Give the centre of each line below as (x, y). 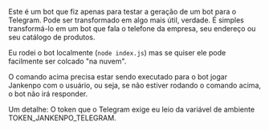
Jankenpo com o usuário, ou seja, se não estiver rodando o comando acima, (135, 85)
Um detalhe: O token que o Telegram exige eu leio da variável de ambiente (132, 109)
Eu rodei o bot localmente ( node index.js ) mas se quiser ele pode (117, 53)
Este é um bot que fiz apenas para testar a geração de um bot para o (122, 12)
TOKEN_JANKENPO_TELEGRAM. (62, 118)
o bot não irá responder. (48, 94)
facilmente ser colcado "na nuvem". (67, 61)
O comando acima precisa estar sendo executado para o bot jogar (118, 77)
